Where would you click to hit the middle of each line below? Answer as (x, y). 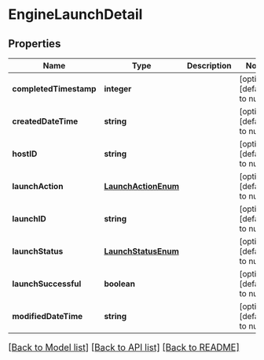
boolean (120, 284)
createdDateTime (45, 121)
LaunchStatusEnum (141, 251)
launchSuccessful (47, 284)
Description (209, 66)
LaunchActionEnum (141, 186)
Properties (35, 44)
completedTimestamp (54, 89)
